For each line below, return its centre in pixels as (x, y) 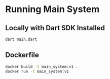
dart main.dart (21, 39)
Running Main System (52, 9)
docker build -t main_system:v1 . (42, 66)
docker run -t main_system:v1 (37, 71)
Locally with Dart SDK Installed (55, 28)
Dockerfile (22, 55)
